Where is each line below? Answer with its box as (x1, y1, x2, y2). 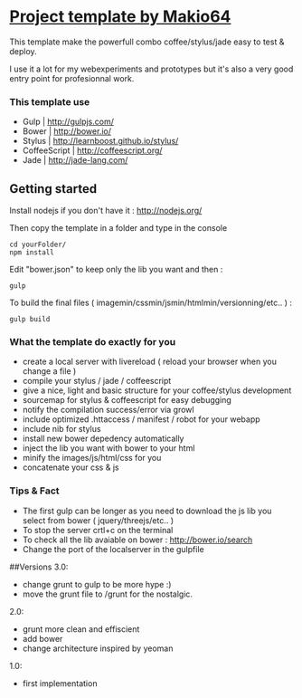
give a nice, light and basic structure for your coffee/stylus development (22, 385, 292, 396)
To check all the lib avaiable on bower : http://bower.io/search (22, 534, 253, 545)
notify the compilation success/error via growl (22, 405, 194, 416)
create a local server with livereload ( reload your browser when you (22, 356, 278, 368)
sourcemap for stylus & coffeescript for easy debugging (22, 395, 232, 406)
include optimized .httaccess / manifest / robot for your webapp (22, 414, 260, 425)
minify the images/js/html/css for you (22, 453, 162, 464)
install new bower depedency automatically (22, 433, 184, 445)
